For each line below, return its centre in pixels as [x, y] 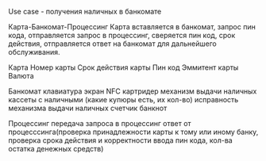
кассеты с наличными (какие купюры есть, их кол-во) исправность [123, 100]
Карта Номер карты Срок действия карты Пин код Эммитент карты [123, 67]
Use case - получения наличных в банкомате [85, 11]
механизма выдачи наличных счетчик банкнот [88, 108]
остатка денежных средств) [56, 149]
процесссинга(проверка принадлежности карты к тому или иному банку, [133, 132]
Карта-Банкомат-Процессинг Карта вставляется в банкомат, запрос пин [132, 27]
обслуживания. [35, 52]
